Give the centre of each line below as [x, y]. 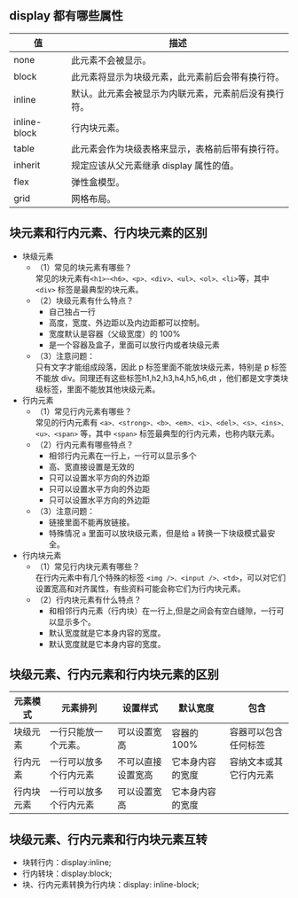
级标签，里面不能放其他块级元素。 [98, 389]
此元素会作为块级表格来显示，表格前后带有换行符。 [177, 149]
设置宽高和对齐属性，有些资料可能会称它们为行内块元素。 [140, 589]
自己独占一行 [72, 311]
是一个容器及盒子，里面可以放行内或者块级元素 [134, 345]
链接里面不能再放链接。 [91, 522]
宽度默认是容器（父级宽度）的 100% [114, 333]
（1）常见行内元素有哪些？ [84, 411]
